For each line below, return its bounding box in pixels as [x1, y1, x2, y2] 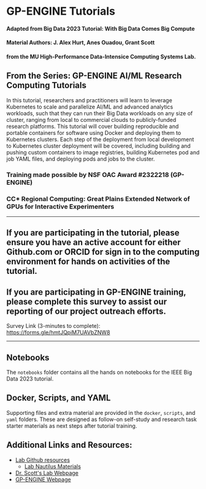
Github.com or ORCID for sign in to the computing [6, 247, 200, 257]
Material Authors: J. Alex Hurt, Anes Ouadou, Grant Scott [6, 39, 155, 47]
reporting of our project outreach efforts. [6, 306, 167, 316]
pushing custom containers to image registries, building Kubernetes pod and [6, 148, 200, 156]
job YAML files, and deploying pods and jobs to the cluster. [6, 155, 155, 162]
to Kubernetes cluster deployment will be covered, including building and [6, 142, 191, 150]
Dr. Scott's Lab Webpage [15, 469, 78, 476]
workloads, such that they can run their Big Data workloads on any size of [6, 109, 193, 117]
